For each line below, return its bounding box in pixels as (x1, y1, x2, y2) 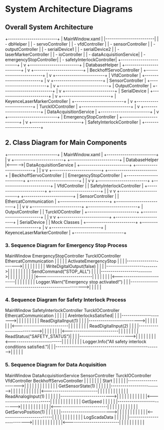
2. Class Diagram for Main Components (5, 139, 127, 147)
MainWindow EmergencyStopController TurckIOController (5, 253, 121, 259)
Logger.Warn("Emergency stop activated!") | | (36, 279, 128, 285)
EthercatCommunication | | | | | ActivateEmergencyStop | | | (5, 258, 124, 264)
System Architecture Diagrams (5, 3, 133, 15)
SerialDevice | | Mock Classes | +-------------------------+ (19, 219, 138, 225)
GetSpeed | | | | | (82, 398, 115, 405)
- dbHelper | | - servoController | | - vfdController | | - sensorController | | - (5, 41, 156, 47)
